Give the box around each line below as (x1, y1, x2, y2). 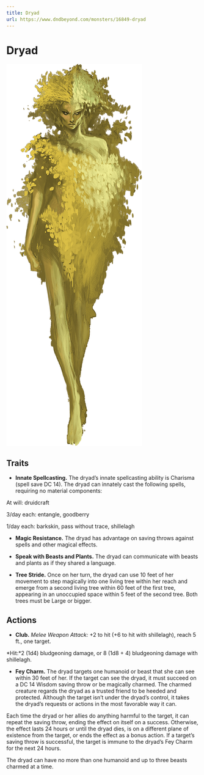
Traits (6, 458, 29, 468)
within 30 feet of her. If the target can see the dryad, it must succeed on (15, 674, 197, 681)
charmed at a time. (6, 763, 54, 770)
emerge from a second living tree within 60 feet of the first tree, (15, 584, 176, 592)
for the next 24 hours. (6, 744, 61, 752)
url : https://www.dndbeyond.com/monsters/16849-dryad (6, 16, 147, 23)
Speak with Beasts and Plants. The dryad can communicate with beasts (15, 553, 199, 560)
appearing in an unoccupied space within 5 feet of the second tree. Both (15, 590, 198, 598)
